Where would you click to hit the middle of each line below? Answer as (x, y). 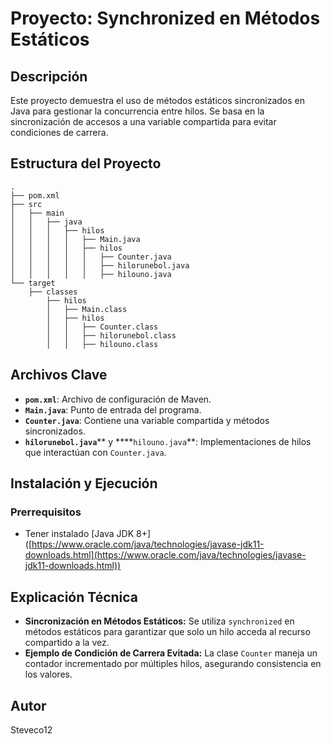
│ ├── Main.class (87, 309)
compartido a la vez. (67, 643)
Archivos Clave (59, 375)
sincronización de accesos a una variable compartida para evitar (143, 121)
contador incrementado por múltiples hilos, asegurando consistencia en (173, 664)
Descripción (49, 76)
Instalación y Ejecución (84, 483)
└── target (33, 283)
